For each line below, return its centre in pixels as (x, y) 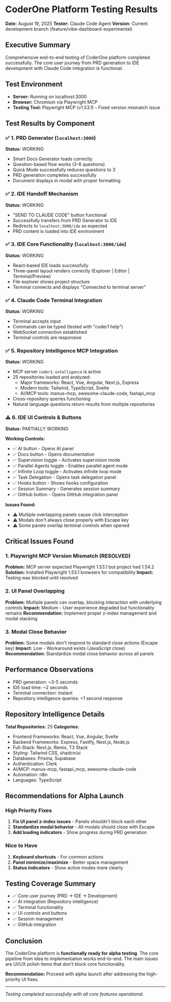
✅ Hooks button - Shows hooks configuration (60, 483)
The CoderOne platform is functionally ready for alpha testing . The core (82, 954)
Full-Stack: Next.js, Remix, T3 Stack (50, 747)
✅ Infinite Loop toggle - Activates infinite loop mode (67, 471)
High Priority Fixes (29, 810)
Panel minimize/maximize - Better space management (70, 862)
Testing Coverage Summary (51, 884)
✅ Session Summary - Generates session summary (66, 488)
